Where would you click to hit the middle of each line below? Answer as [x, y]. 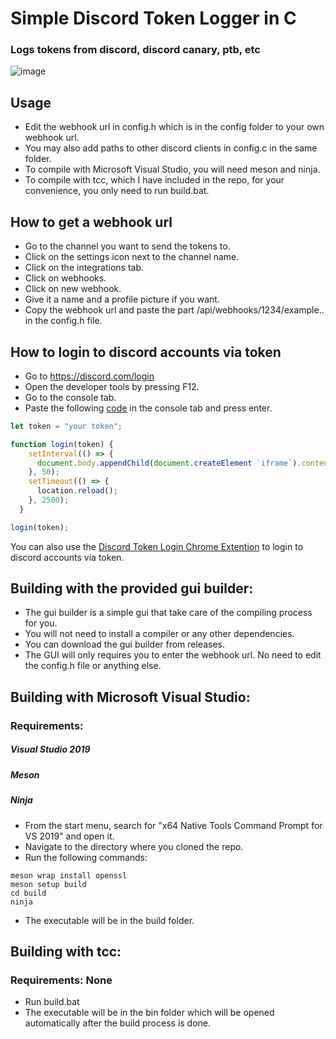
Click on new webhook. [73, 289]
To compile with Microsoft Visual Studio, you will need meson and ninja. [172, 169]
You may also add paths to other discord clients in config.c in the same [171, 148]
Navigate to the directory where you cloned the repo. [134, 846]
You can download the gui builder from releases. [125, 644]
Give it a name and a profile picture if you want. [122, 299]
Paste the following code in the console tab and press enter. [148, 408]
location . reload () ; [77, 491]
